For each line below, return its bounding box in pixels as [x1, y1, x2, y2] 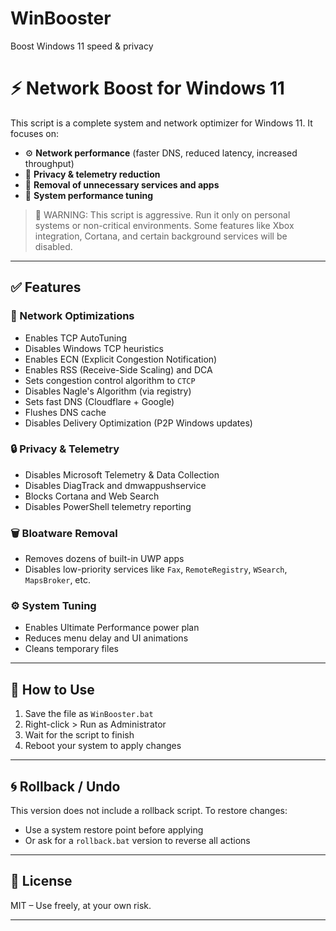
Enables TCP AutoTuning [24, 332, 128, 344]
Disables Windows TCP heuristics [24, 342, 164, 354]
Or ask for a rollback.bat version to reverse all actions [24, 835, 251, 847]
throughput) [24, 157, 75, 169]
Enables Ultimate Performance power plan [24, 622, 200, 634]
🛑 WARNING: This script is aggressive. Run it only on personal [34, 208, 291, 221]
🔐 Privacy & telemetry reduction [24, 168, 161, 180]
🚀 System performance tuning [24, 189, 154, 201]
